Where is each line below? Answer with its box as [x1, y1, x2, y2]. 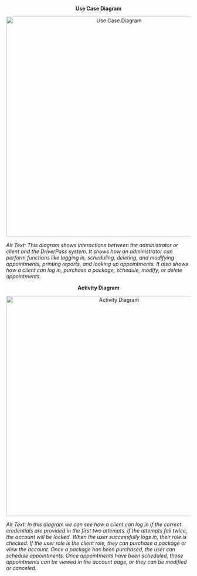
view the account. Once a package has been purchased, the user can [6, 546, 176, 553]
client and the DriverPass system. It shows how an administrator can [6, 248, 173, 255]
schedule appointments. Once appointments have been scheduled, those [6, 552, 184, 559]
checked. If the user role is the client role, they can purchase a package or [6, 540, 186, 547]
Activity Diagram [77, 284, 120, 291]
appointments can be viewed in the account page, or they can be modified [6, 558, 187, 565]
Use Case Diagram [75, 5, 122, 12]
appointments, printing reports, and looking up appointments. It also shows [6, 261, 189, 267]
